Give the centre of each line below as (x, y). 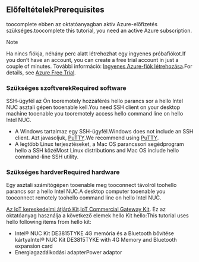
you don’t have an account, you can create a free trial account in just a (92, 60)
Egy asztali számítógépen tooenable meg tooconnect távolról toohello (91, 185)
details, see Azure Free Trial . (41, 72)
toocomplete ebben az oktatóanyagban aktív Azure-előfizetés (82, 24)
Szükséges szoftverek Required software (66, 88)
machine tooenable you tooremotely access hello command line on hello (95, 114)
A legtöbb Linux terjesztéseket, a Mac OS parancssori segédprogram (99, 144)
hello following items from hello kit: (49, 222)
